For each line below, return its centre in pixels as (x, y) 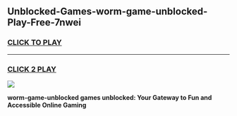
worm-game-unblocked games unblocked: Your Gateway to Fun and (110, 97)
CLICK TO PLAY (35, 43)
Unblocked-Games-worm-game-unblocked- (108, 12)
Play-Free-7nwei (44, 23)
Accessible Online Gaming (47, 105)
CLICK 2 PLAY (32, 69)
